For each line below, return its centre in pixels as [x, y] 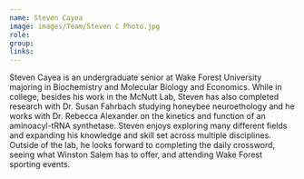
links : [22, 52]
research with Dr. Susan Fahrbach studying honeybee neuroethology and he [152, 106]
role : [20, 35]
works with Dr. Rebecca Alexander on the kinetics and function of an [137, 116]
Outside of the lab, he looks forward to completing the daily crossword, [142, 145]
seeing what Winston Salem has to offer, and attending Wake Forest [136, 154]
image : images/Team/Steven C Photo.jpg [85, 26]
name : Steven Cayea [46, 18]
